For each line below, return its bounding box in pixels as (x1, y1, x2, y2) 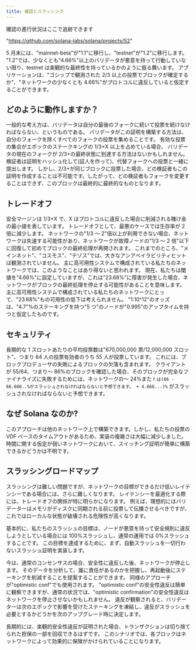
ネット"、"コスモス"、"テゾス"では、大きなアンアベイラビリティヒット (16, 252, 187, 259)
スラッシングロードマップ (6, 467, 98, 477)
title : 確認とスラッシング (6, 8, 64, 15)
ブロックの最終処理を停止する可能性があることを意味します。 (36, 281, 185, 288)
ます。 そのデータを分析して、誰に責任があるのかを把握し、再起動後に (6, 566, 176, 573)
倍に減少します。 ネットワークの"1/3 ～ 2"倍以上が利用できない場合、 (6, 230, 174, 237)
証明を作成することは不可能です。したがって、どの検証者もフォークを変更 (6, 172, 185, 179)
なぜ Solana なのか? (6, 409, 78, 419)
